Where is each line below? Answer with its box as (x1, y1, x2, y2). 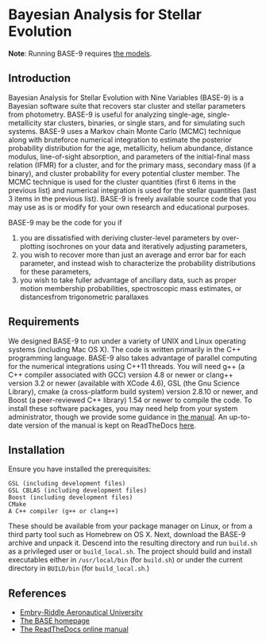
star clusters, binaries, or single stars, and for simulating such (43, 117, 245, 128)
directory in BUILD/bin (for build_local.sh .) (8, 563, 150, 573)
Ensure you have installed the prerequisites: (8, 464, 152, 474)
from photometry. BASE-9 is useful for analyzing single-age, (8, 109, 206, 119)
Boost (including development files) (8, 493, 133, 501)
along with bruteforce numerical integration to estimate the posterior (8, 135, 233, 144)
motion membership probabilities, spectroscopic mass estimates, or (19, 283, 242, 293)
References (8, 586, 67, 600)
